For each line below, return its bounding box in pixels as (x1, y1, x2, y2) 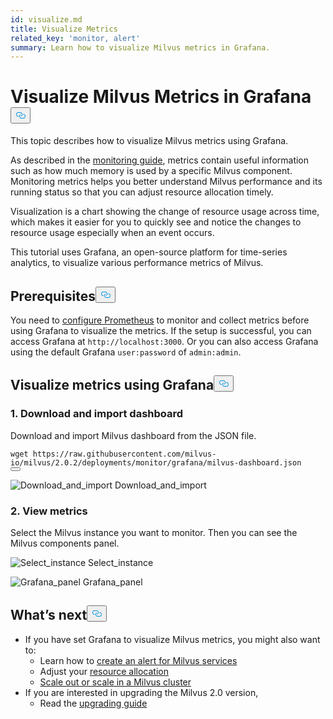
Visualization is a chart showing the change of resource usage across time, (10, 206, 320, 218)
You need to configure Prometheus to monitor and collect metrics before (10, 314, 310, 326)
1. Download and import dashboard (10, 407, 184, 421)
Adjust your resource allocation (39, 665, 169, 677)
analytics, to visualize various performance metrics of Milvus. (10, 257, 264, 269)
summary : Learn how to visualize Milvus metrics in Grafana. (10, 42, 271, 53)
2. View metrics (10, 504, 88, 518)
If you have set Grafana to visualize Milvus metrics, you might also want (24, 633, 321, 645)
